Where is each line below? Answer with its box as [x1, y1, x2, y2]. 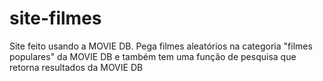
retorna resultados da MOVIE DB [9, 61, 144, 73]
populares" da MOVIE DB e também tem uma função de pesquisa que [9, 50, 297, 62]
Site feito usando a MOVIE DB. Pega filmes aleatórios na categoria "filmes [9, 40, 313, 52]
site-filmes [9, 7, 102, 30]
